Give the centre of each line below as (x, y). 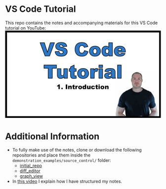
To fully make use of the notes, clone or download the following (77, 150)
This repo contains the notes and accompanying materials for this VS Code (82, 23)
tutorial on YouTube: (25, 28)
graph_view (31, 176)
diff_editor (30, 171)
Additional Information (52, 136)
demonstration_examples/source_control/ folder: (62, 160)
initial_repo (31, 166)
